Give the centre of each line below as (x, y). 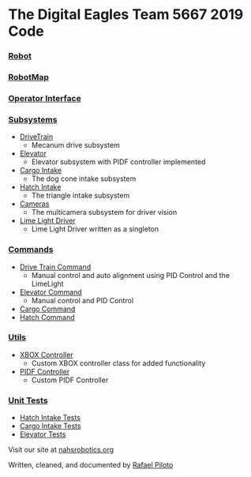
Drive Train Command (55, 267)
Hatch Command (47, 317)
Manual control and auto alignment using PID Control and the (131, 275)
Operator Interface (45, 98)
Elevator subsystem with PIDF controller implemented (118, 162)
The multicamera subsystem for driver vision (104, 212)
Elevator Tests (43, 434)
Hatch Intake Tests (50, 418)
